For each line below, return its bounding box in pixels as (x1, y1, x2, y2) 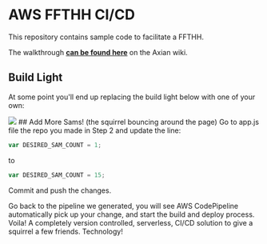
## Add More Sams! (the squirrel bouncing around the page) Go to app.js (18, 117, 260, 126)
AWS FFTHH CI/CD (8, 6, 136, 24)
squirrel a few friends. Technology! (8, 226, 124, 236)
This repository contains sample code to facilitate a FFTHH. (8, 32, 204, 42)
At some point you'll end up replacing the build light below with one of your (8, 92, 256, 102)
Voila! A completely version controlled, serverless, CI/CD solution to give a (8, 218, 253, 227)
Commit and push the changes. (8, 186, 112, 195)
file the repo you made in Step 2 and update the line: (8, 126, 181, 135)
